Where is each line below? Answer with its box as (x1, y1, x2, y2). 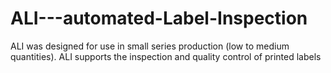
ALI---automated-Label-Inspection (10, 7, 308, 30)
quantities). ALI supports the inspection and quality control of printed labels (10, 50, 322, 62)
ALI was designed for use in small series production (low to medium (10, 40, 290, 52)
